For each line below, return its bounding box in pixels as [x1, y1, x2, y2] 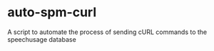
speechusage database [7, 35, 76, 43]
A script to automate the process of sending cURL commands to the [7, 28, 208, 36]
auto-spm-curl [7, 4, 97, 21]
